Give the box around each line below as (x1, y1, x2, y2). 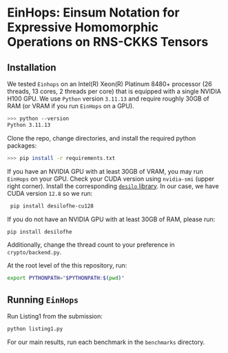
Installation (7, 61, 56, 73)
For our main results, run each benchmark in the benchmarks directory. (7, 338, 205, 346)
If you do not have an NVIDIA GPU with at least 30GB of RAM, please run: (7, 215, 216, 223)
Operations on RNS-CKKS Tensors (7, 34, 209, 50)
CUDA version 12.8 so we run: (7, 189, 93, 197)
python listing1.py (7, 325, 63, 332)
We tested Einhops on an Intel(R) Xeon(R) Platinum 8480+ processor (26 (7, 80, 212, 88)
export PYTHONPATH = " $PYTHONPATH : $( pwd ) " (7, 274, 125, 282)
